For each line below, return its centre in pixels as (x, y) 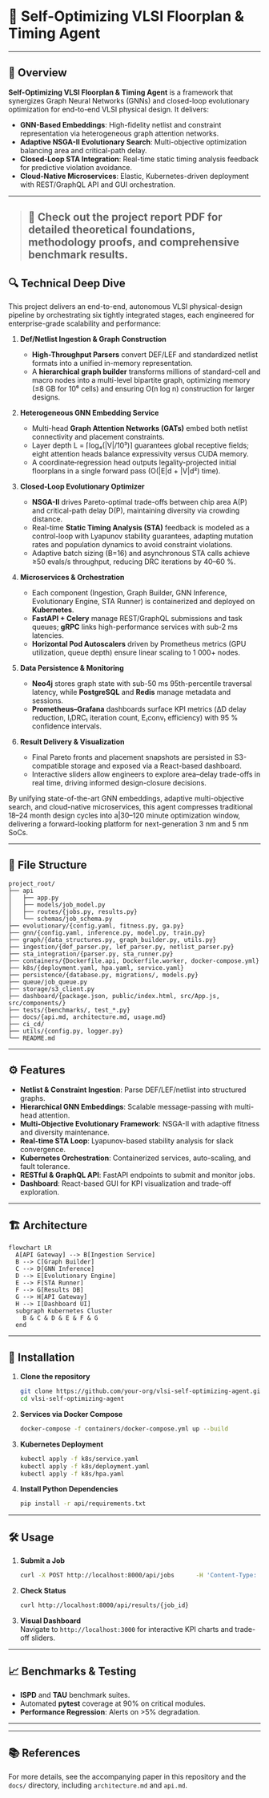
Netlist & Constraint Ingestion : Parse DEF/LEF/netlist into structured (133, 1090)
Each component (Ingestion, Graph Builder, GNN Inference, (129, 592)
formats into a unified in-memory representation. (112, 363)
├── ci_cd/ (26, 1024)
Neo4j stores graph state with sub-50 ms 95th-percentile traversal (142, 683)
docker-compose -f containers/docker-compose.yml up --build (124, 1429)
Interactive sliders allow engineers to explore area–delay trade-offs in (146, 774)
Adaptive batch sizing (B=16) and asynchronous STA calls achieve (141, 553)
